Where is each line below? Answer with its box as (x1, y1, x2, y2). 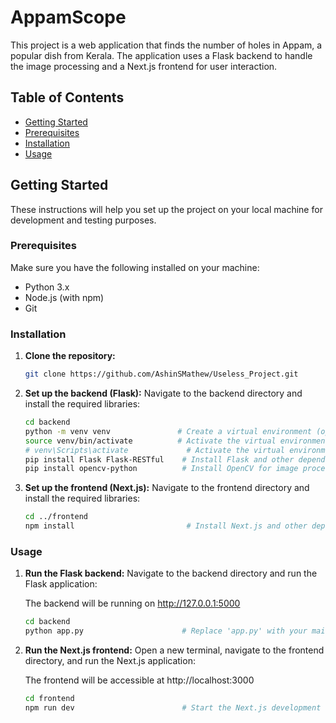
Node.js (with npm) (24, 291, 105, 303)
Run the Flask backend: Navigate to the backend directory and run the (24, 567, 318, 580)
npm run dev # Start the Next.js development (24, 702, 322, 713)
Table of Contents (10, 89, 125, 106)
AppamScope (10, 6, 127, 29)
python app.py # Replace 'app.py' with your (24, 626, 308, 636)
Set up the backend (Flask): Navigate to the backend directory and (24, 387, 303, 400)
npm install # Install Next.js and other (24, 521, 308, 531)
